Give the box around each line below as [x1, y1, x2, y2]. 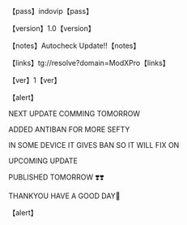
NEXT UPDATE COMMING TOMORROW [8, 109, 140, 119]
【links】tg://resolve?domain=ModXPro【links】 [8, 58, 170, 67]
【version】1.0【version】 [8, 24, 96, 33]
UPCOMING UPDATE [8, 156, 79, 166]
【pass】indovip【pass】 [8, 6, 93, 15]
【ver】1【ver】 [8, 76, 62, 84]
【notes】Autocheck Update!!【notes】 [8, 41, 141, 50]
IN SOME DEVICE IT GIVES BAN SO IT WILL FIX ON [8, 141, 180, 149]
